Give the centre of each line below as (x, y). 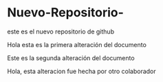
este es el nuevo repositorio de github (61, 31)
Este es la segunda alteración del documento (71, 58)
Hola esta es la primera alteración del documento (77, 44)
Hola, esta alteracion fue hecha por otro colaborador (81, 71)
